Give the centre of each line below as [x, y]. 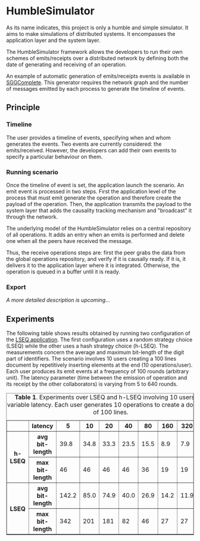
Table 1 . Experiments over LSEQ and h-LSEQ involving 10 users [105, 397]
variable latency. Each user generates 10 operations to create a [96, 405]
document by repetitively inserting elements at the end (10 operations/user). [99, 365]
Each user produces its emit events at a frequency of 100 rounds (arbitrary [98, 371]
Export [16, 287]
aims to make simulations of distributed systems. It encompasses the [91, 33]
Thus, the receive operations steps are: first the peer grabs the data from [96, 253]
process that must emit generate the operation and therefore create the [94, 198]
